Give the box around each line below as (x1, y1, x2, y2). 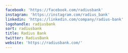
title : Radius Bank (5, 31, 47, 36)
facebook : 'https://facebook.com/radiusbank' (5, 7, 103, 13)
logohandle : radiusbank (5, 21, 56, 27)
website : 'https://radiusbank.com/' (5, 40, 83, 45)
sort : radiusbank (5, 26, 42, 31)
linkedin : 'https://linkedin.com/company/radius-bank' (5, 17, 124, 22)
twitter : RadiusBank (5, 36, 49, 41)
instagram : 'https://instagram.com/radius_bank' (5, 12, 110, 17)
